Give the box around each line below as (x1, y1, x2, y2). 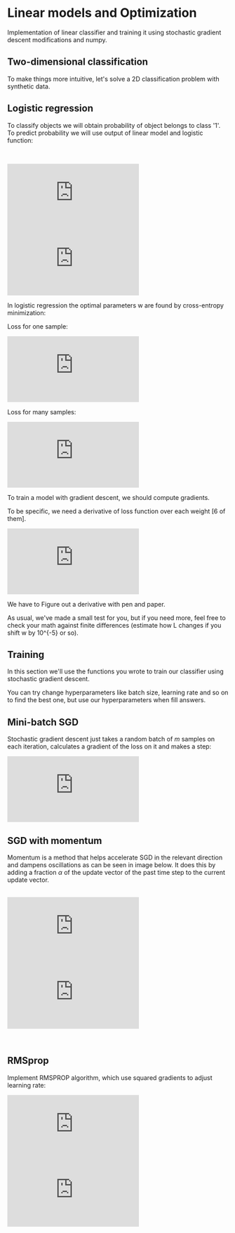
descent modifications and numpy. (7, 35, 107, 44)
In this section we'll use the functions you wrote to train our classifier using (7, 667, 224, 675)
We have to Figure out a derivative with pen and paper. (7, 600, 166, 608)
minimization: (7, 308, 46, 317)
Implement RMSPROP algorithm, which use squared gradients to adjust (7, 1073, 213, 1082)
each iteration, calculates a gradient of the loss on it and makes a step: (7, 742, 212, 751)
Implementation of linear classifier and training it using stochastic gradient (7, 28, 222, 37)
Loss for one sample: (7, 322, 68, 331)
